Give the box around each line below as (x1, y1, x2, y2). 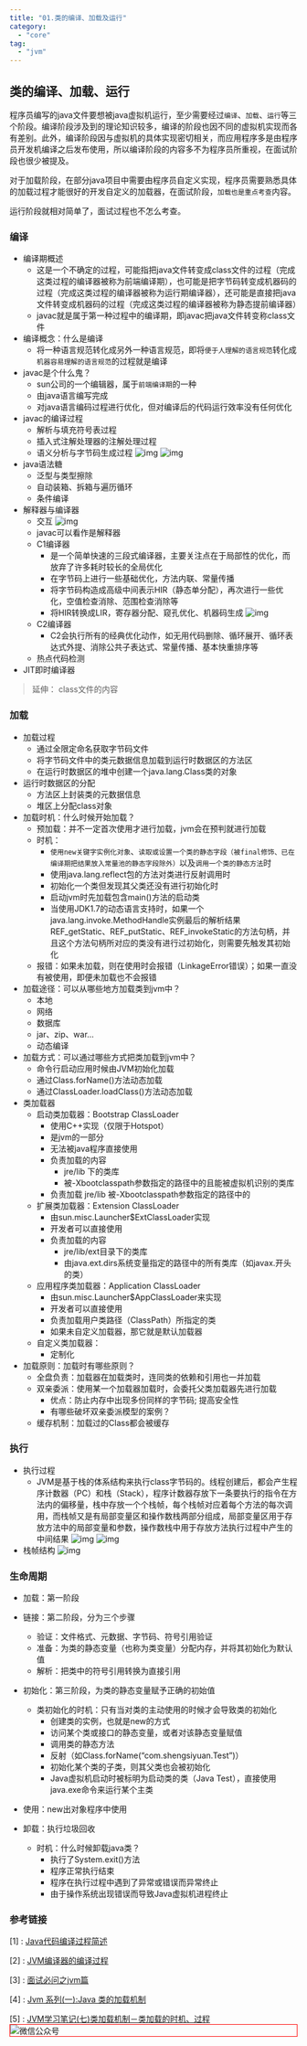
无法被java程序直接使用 (49, 1143, 139, 1154)
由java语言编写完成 (36, 390, 109, 401)
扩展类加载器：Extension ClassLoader (36, 1199, 180, 1211)
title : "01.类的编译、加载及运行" (9, 13, 127, 23)
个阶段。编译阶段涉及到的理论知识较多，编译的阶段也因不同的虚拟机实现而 (9, 121, 290, 132)
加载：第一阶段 (22, 1593, 79, 1604)
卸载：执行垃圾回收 (22, 1823, 96, 1834)
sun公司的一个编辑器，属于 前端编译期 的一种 (36, 378, 197, 389)
